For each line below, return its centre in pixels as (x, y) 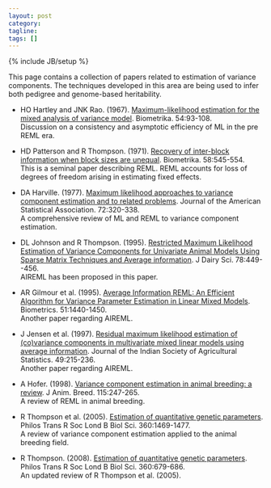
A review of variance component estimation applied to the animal (128, 434)
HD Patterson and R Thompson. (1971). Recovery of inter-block (125, 151)
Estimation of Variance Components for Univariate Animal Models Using (140, 251)
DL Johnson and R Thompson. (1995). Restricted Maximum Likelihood (136, 242)
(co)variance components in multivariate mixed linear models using (132, 343)
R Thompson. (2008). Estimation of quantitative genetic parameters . (134, 458)
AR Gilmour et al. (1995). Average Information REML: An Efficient (127, 292)
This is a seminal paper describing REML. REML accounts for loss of (134, 168)
